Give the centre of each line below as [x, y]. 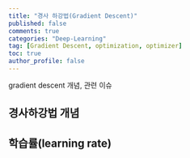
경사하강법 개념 [44, 113]
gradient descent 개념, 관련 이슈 [60, 85]
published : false [38, 23]
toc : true [25, 53]
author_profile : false [46, 62]
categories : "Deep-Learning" [57, 38]
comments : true [34, 31]
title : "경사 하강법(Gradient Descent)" [73, 16]
